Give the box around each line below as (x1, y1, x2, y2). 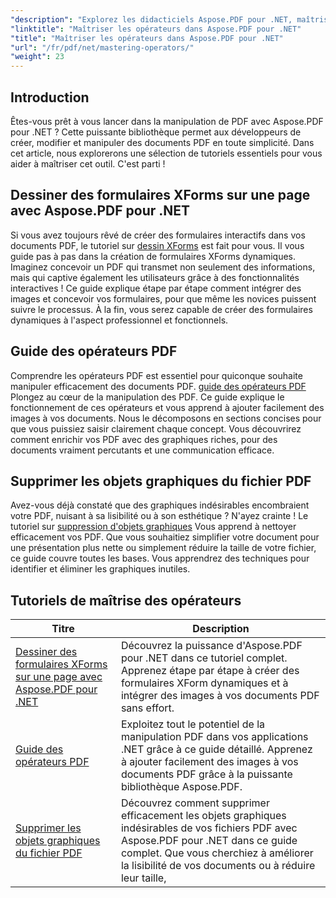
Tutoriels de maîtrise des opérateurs (10, 592, 242, 609)
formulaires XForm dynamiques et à (120, 676, 289, 690)
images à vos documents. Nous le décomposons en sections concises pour (10, 412, 322, 424)
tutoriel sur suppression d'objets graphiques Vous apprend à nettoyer (10, 521, 297, 533)
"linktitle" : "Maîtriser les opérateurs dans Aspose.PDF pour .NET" (10, 24, 302, 34)
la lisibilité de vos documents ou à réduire (120, 859, 316, 873)
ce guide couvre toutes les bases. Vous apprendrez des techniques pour (10, 552, 310, 565)
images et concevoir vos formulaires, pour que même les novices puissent (10, 292, 317, 305)
